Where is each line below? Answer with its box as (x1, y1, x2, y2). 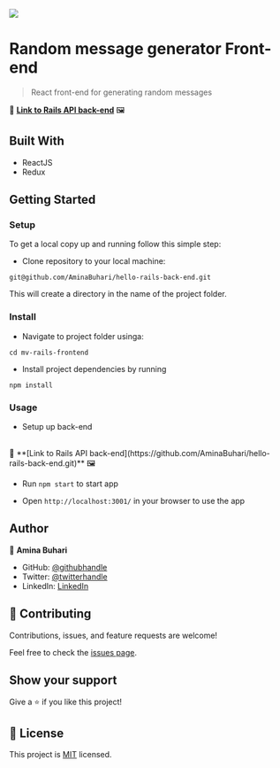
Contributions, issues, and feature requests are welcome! (9, 630, 218, 640)
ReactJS (21, 157, 53, 167)
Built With (9, 134, 64, 149)
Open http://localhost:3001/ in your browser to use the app (21, 496, 246, 507)
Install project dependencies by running (21, 363, 167, 374)
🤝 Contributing (9, 607, 92, 622)
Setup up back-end (21, 422, 93, 432)
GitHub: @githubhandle (21, 562, 108, 572)
